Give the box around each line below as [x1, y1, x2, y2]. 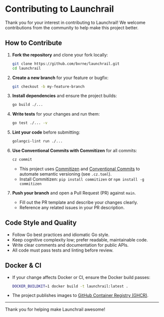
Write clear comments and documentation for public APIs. [12, 242, 129, 248]
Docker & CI [5, 261, 41, 270]
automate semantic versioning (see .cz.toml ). [19, 171, 112, 177]
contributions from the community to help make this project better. [5, 24, 139, 30]
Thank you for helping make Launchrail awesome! [5, 306, 105, 313]
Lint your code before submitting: [12, 129, 81, 135]
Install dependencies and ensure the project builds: [12, 93, 117, 99]
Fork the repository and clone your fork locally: [12, 52, 108, 58]
